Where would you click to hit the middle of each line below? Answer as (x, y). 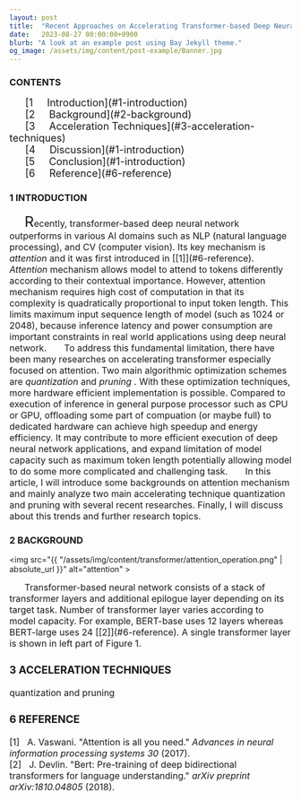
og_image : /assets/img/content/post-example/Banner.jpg (116, 51)
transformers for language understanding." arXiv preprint (130, 775)
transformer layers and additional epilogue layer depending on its (147, 599)
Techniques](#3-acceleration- (183, 126)
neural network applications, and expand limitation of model (136, 448)
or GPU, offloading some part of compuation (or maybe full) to (140, 415)
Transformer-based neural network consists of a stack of (145, 588)
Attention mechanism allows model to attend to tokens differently (146, 269)
